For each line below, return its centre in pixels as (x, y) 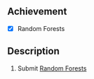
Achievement (37, 12)
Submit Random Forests (52, 68)
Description (33, 51)
